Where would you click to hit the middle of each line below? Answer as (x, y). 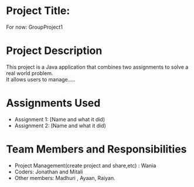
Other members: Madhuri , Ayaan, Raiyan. (65, 178)
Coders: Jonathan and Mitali (49, 172)
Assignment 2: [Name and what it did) (60, 125)
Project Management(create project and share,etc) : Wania (85, 165)
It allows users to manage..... (41, 79)
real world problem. (30, 73)
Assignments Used (53, 103)
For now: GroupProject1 (35, 27)
